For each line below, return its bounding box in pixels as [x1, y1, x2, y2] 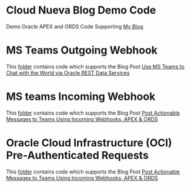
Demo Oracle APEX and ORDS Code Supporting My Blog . [6, 23, 145, 30]
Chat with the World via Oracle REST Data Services [6, 69, 130, 76]
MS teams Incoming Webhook [6, 90, 156, 103]
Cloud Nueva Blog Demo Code [6, 4, 156, 17]
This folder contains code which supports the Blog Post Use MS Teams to [6, 63, 185, 70]
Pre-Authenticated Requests [6, 149, 149, 162]
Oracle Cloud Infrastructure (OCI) [6, 136, 172, 149]
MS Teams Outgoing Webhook [6, 44, 158, 57]
